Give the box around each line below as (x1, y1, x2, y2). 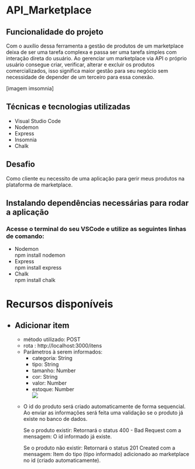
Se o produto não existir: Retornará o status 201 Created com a (23, 444, 176, 451)
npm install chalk (14, 277, 56, 284)
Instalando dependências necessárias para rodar (6, 198, 189, 208)
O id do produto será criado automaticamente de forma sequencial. (23, 403, 186, 410)
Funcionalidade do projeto (6, 27, 104, 37)
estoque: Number (32, 386, 74, 393)
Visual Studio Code (14, 117, 61, 124)
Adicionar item (14, 320, 70, 330)
